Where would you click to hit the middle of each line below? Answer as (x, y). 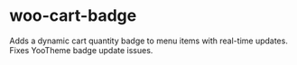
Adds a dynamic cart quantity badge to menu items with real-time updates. (149, 41)
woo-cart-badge (73, 16)
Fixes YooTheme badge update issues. (81, 50)
